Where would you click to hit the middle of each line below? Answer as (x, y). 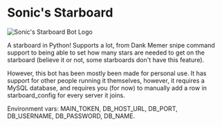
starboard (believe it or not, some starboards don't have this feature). (106, 59)
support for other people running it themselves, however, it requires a (106, 80)
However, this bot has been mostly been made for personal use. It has (107, 73)
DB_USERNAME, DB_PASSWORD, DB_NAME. (71, 116)
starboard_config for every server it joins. (66, 95)
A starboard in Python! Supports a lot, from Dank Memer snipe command (111, 45)
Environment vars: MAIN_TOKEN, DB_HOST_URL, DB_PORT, (92, 108)
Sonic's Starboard (60, 13)
